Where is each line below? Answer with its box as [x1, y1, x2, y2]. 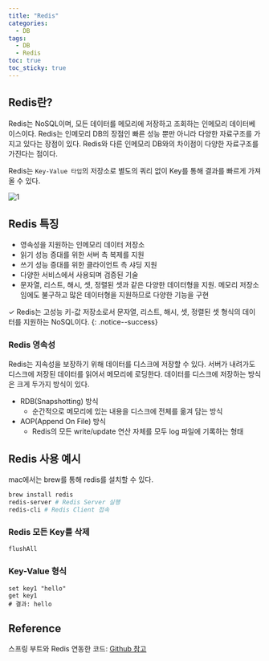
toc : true [8, 57, 42, 65]
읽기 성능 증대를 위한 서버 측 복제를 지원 [19, 250, 145, 259]
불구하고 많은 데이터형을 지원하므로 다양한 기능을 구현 [41, 290, 210, 300]
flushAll [8, 545, 38, 553]
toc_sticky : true [8, 64, 67, 72]
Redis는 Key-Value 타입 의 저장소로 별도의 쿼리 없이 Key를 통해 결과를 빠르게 [8, 165, 247, 175]
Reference [8, 622, 62, 635]
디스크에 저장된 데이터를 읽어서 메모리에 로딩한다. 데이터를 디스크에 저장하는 [8, 369, 247, 378]
